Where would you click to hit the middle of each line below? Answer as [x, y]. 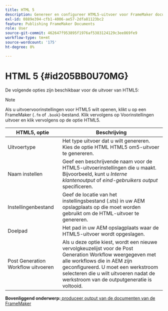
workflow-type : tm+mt [28, 38]
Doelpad [18, 230]
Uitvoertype [22, 147]
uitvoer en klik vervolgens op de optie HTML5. [53, 120]
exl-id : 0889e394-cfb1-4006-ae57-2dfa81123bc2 [54, 19]
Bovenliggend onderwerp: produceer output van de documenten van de [80, 298]
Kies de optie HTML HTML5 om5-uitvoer [111, 147]
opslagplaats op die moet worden [101, 207]
